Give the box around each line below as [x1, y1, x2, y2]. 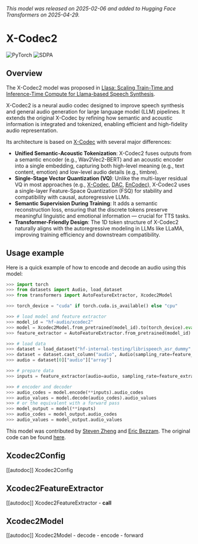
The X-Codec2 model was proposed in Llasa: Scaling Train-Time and [6, 84, 174, 91]
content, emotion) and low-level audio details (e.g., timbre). [14, 168, 159, 176]
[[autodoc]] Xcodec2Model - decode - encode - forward [6, 532, 143, 539]
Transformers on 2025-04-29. [6, 11, 80, 18]
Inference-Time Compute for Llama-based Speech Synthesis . [6, 90, 156, 97]
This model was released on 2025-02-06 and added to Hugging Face [6, 5, 176, 12]
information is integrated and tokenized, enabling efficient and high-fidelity [6, 120, 188, 127]
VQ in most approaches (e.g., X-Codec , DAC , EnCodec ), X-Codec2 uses [14, 181, 190, 188]
